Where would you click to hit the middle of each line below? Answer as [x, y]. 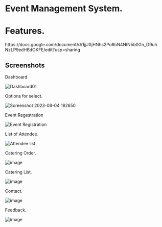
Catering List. [19, 172]
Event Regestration [24, 115]
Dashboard [16, 77]
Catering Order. [21, 153]
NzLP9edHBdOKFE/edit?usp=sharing [43, 50]
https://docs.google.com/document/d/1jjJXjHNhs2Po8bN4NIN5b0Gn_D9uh [81, 45]
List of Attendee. [22, 134]
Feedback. [16, 210]
